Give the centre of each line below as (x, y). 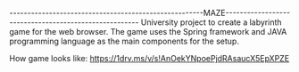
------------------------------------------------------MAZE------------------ (150, 13)
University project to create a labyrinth (212, 22)
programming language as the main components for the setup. (124, 41)
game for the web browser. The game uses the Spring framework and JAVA (148, 32)
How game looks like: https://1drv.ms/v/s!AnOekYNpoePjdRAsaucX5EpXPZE (149, 58)
